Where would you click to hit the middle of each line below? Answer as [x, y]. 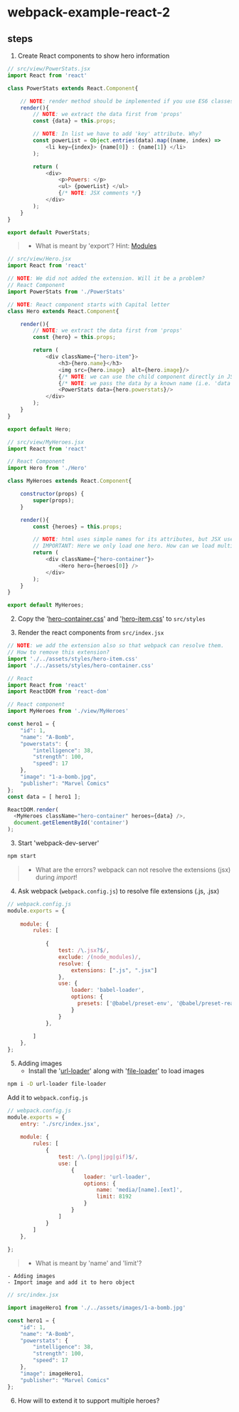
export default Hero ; [39, 429]
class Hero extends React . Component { [63, 311]
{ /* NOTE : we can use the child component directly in [141, 377]
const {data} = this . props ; [74, 121]
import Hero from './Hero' [47, 468]
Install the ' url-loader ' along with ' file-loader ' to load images [116, 1071]
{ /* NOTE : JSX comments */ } [100, 193]
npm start [22, 856]
